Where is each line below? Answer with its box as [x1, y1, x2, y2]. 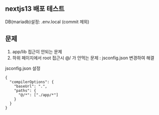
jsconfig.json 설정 [5, 65, 40, 71]
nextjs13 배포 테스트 [5, 4, 65, 13]
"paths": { [14, 88, 37, 93]
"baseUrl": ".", [14, 83, 48, 89]
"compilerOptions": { [9, 79, 54, 84]
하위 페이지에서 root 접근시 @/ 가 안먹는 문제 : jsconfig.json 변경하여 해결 [12, 55, 155, 61]
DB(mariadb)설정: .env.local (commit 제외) [5, 19, 90, 25]
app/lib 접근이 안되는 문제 [12, 48, 63, 54]
